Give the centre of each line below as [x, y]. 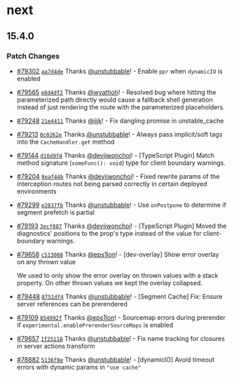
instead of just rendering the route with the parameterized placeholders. [121, 107]
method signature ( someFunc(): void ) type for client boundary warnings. [121, 163]
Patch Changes [33, 56]
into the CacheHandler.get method [66, 142]
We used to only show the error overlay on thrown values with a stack [117, 275]
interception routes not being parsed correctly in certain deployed [112, 184]
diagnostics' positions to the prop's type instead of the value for [109, 233]
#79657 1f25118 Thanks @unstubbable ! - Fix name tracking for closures [121, 338]
